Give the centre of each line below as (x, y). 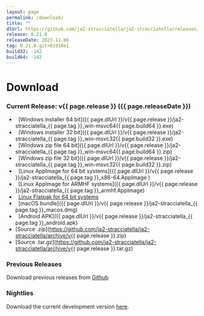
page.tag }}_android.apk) (46, 223)
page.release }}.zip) (101, 236)
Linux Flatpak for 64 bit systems (58, 197)
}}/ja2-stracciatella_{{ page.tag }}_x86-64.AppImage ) (83, 177)
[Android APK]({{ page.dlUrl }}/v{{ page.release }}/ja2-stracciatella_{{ (105, 216)
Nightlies (20, 294)
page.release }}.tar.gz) (105, 249)
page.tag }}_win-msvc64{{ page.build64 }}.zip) (113, 152)
